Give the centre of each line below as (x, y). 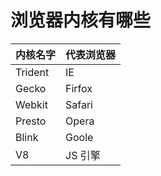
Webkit (31, 104)
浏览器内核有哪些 (81, 20)
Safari (79, 104)
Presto (31, 121)
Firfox (79, 88)
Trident (32, 72)
